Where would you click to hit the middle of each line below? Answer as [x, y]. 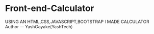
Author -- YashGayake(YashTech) [39, 26]
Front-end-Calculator [50, 8]
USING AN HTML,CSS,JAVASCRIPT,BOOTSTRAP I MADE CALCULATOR [77, 22]
